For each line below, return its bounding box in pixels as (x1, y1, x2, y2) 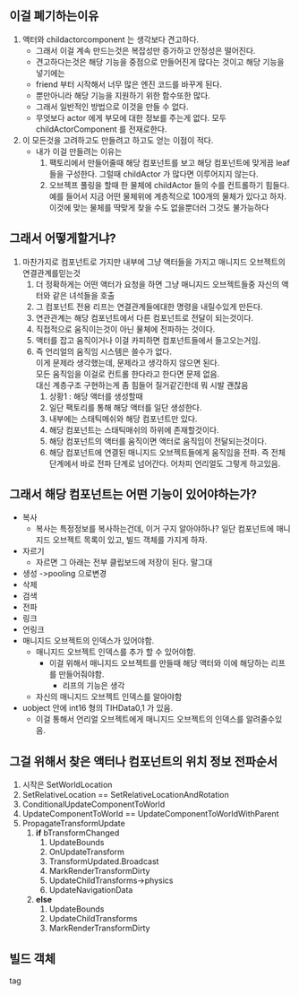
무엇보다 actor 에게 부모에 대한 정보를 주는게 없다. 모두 (35, 112, 226, 123)
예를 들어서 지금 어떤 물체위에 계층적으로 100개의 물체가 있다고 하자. (48, 191, 286, 202)
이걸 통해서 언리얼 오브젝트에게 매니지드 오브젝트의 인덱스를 (35, 714, 244, 724)
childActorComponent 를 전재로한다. (35, 124, 167, 134)
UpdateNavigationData (48, 885, 133, 895)
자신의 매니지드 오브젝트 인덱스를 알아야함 (35, 691, 183, 702)
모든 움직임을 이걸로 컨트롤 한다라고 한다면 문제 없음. (35, 368, 220, 379)
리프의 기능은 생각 (62, 680, 125, 691)
